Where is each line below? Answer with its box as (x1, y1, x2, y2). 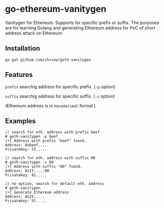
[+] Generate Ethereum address (5, 190, 69, 195)
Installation (5, 44, 40, 52)
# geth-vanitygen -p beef (5, 134, 58, 139)
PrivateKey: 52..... (5, 147, 48, 152)
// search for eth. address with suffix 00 (5, 156, 96, 160)
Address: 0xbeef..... (5, 143, 50, 148)
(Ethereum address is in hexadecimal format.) (5, 103, 96, 108)
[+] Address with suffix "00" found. (5, 164, 82, 169)
